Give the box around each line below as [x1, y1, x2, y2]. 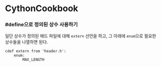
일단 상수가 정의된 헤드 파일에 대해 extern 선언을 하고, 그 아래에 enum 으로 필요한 [5, 33, 157, 39]
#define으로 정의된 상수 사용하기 [5, 21, 78, 28]
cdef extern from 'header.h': [5, 49, 67, 54]
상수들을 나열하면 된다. [5, 39, 48, 45]
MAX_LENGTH [22, 57, 45, 62]
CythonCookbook [5, 3, 79, 14]
